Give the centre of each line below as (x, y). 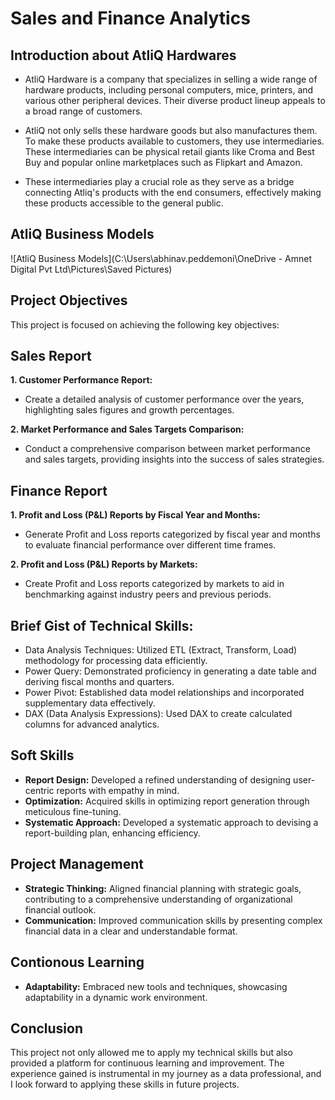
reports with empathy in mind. (118, 790)
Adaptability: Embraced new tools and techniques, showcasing (156, 986)
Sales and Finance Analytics (130, 18)
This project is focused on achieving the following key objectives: (145, 324)
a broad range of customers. (83, 111)
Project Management (77, 864)
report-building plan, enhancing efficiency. (112, 833)
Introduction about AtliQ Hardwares (123, 55)
